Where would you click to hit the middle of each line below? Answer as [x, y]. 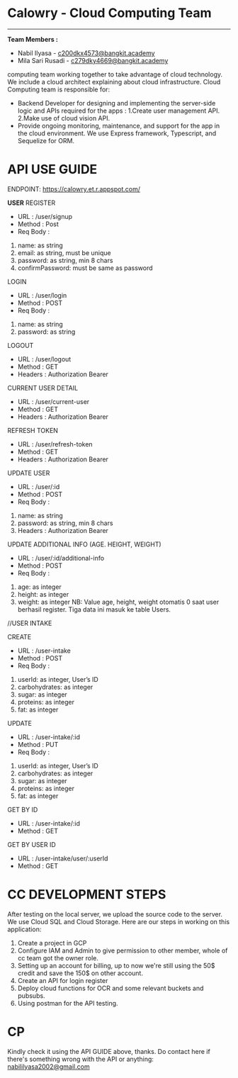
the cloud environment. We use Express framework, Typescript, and [117, 133]
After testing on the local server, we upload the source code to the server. [115, 914]
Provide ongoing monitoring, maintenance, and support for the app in [119, 125]
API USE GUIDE [52, 170]
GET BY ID [23, 809]
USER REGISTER [32, 203]
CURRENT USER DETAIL [43, 388]
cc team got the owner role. [58, 958]
